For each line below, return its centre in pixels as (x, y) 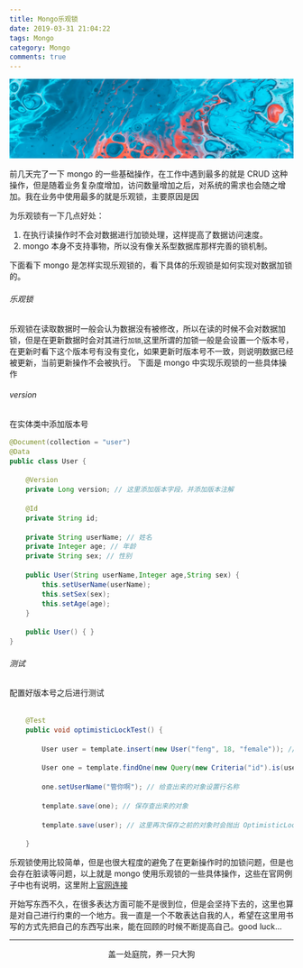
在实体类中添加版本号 (49, 424)
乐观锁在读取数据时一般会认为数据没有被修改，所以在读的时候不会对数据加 (147, 328)
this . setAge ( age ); (76, 604)
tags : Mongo (32, 38)
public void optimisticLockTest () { (95, 730)
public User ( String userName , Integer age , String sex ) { (133, 575)
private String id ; (62, 518)
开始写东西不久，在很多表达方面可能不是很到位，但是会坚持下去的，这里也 (147, 904)
